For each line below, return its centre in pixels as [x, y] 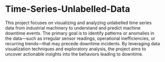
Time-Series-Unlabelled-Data [68, 9]
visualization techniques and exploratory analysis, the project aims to [76, 49]
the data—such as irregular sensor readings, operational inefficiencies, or [80, 38]
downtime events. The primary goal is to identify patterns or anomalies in [80, 33]
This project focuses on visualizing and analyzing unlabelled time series [79, 23]
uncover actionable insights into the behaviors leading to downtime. [74, 54]
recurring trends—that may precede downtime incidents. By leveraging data [82, 43]
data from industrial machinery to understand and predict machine [73, 28]
